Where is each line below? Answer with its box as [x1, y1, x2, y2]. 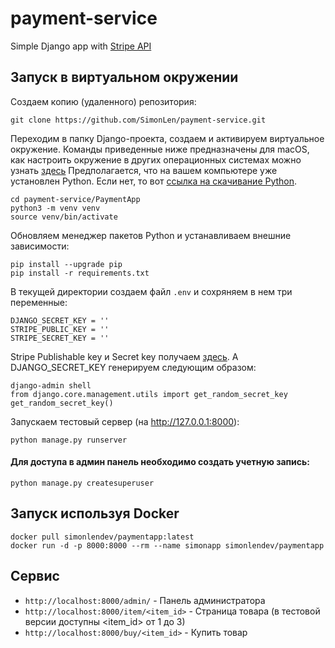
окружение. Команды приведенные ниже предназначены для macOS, [10, 143, 310, 155]
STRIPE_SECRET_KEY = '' [10, 333, 110, 343]
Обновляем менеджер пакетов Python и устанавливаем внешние [10, 229, 292, 241]
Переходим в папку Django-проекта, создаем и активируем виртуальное [10, 132, 325, 144]
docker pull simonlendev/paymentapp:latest [10, 532, 195, 542]
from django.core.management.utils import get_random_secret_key [10, 389, 288, 399]
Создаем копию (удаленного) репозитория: [10, 95, 197, 107]
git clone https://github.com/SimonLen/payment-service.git [10, 115, 267, 125]
